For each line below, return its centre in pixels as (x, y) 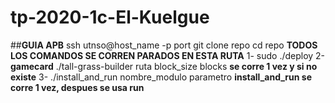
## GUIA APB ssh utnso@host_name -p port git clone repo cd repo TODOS (164, 45)
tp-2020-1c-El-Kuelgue (110, 17)
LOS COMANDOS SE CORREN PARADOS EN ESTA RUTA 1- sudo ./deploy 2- (168, 55)
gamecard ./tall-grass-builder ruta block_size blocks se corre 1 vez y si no (164, 66)
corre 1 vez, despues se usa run (77, 87)
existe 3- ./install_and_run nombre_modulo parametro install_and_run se (161, 77)
